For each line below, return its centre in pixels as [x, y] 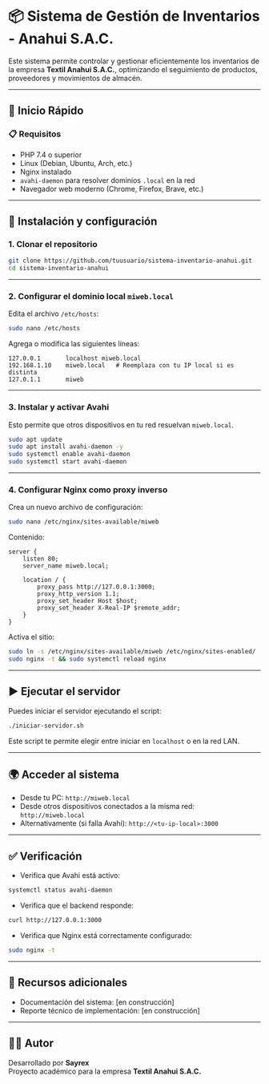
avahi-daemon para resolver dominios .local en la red [107, 180]
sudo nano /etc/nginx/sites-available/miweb [84, 522]
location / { [44, 580]
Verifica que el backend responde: [77, 906]
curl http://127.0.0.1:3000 [55, 920]
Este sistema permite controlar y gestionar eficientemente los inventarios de [134, 61]
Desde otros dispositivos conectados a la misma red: [107, 807]
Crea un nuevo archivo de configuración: [76, 508]
